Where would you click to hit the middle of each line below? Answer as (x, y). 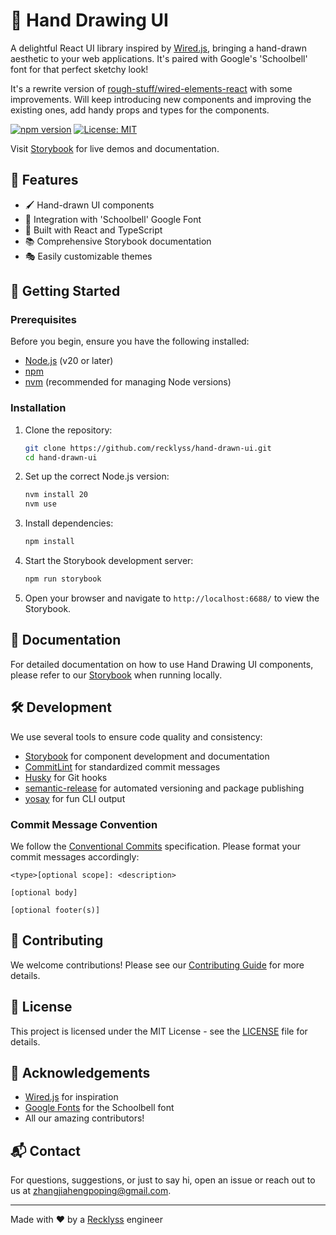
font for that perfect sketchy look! (79, 69)
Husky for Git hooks (66, 777)
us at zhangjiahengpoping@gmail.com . (91, 1191)
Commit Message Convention (84, 824)
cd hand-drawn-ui (61, 457)
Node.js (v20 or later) (69, 361)
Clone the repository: (68, 430)
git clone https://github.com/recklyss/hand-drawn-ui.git (148, 448)
